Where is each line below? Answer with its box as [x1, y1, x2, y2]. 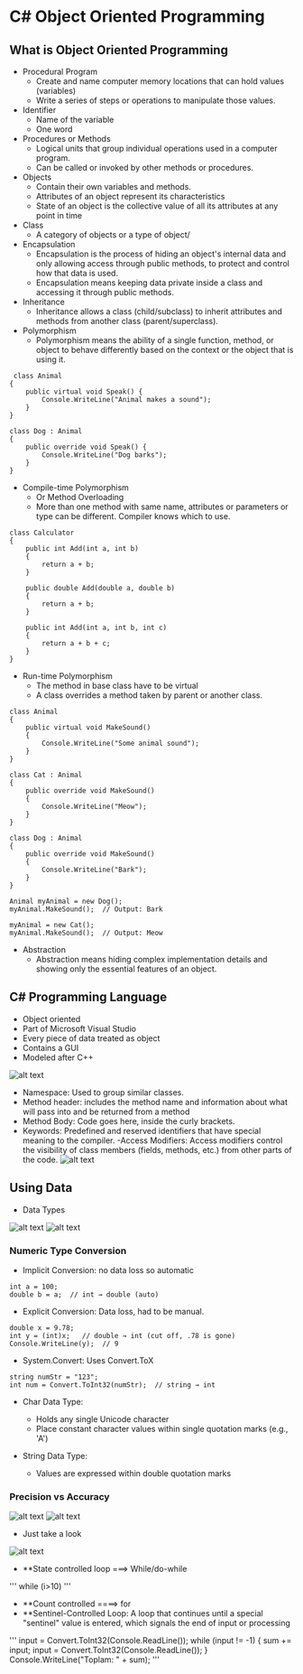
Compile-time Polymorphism [22, 482, 129, 493]
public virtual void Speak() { [25, 387, 143, 396]
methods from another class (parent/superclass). [35, 316, 219, 326]
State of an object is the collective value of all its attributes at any [35, 200, 279, 211]
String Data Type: [22, 1450, 88, 1461]
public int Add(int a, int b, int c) [25, 623, 168, 632]
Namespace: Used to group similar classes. [22, 1086, 185, 1098]
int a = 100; [9, 1282, 59, 1291]
